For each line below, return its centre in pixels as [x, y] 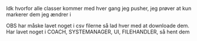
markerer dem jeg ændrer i [39, 14]
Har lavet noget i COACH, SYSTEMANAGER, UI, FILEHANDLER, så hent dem [98, 32]
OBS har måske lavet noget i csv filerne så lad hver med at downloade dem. [98, 26]
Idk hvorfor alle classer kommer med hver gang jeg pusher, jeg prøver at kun [99, 8]
